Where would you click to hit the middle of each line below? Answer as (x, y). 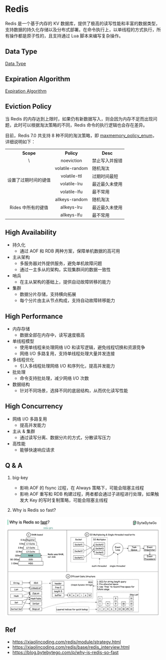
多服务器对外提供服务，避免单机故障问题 (61, 263)
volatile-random (71, 168)
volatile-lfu (71, 192)
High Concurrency (34, 406)
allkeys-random (71, 199)
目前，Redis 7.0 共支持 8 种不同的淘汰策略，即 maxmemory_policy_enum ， (81, 136)
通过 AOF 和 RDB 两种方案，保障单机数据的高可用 (70, 251)
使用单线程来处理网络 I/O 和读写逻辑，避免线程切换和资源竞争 (82, 347)
